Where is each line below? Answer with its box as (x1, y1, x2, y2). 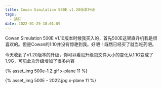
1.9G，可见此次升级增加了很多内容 (5, 58, 75, 64)
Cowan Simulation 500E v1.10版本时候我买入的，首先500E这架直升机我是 (5, 35, 153, 41)
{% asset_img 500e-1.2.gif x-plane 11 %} (5, 68, 88, 74)
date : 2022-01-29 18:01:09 (5, 21, 61, 26)
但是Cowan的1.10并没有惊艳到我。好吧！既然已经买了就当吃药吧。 (22, 42, 157, 47)
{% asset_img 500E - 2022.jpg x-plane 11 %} (5, 78, 96, 84)
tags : (5, 12, 16, 17)
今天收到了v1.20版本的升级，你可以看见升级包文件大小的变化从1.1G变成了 (5, 52, 154, 58)
